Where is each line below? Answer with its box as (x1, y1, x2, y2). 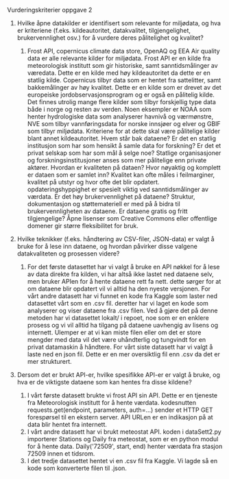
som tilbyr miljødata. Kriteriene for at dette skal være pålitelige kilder (27, 127, 221, 135)
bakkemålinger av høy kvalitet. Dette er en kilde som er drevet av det (27, 84, 221, 91)
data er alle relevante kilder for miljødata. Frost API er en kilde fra (27, 54, 211, 62)
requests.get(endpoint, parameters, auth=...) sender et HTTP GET (27, 406, 213, 414)
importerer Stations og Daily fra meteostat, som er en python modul (27, 435, 219, 443)
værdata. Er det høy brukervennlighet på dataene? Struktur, (27, 193, 195, 201)
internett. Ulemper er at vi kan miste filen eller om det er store (27, 328, 202, 336)
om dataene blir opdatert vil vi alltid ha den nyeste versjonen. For (27, 284, 211, 293)
